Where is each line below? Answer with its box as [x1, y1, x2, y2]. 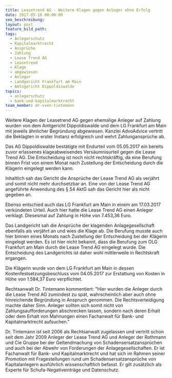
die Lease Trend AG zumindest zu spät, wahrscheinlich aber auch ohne [5, 291, 157, 298]
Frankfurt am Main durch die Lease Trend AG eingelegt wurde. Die [5, 244, 146, 251]
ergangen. [5, 255, 27, 261]
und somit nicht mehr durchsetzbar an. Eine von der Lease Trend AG [5, 181, 150, 187]
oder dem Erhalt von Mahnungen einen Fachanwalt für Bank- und [5, 313, 144, 319]
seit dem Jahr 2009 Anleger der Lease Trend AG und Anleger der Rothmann [5, 334, 166, 341]
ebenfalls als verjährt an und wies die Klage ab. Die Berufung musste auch [5, 228, 163, 234]
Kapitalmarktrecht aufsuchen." [5, 319, 70, 325]
